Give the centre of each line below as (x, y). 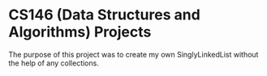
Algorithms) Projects (80, 32)
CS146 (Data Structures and (104, 15)
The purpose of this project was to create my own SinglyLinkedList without (133, 54)
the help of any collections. (54, 63)
